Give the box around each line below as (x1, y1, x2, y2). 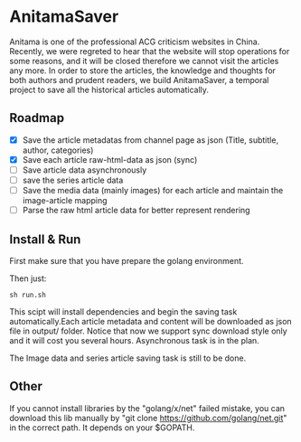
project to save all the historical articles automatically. (9, 84, 210, 95)
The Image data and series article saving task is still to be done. (9, 353, 247, 363)
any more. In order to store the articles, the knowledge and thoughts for (9, 65, 276, 76)
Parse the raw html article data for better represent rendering (22, 205, 250, 216)
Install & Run (9, 231, 81, 247)
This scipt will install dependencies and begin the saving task (9, 306, 238, 317)
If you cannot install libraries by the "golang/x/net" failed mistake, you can (9, 402, 286, 413)
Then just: (9, 273, 47, 284)
